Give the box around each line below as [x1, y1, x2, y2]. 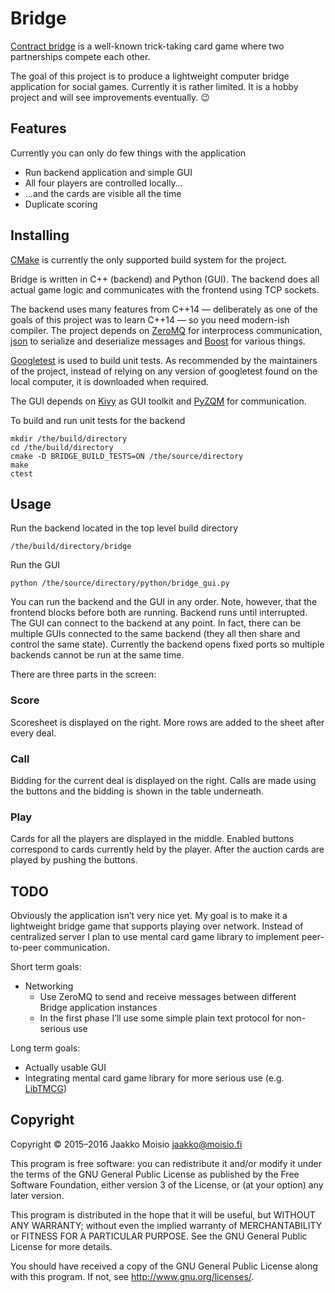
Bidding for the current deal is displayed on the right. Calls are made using [10, 774, 317, 786]
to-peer [10, 942, 42, 954]
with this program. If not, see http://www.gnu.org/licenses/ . [10, 1270, 255, 1282]
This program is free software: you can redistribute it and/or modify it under [10, 1157, 322, 1169]
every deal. [10, 727, 57, 739]
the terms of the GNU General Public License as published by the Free [10, 1168, 300, 1180]
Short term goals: [10, 961, 82, 973]
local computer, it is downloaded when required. [10, 375, 210, 387]
